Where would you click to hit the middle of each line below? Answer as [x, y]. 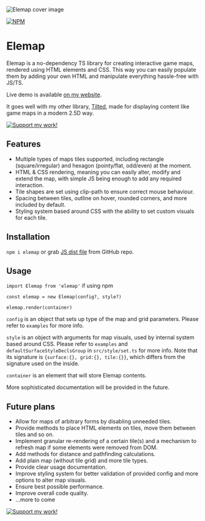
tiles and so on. [34, 434]
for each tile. [31, 217]
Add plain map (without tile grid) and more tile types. [81, 461]
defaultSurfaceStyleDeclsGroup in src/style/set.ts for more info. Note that [102, 350]
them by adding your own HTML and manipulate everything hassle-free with [102, 76]
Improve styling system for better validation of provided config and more [107, 474]
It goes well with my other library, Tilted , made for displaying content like [98, 106]
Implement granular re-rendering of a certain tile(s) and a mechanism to [106, 441]
